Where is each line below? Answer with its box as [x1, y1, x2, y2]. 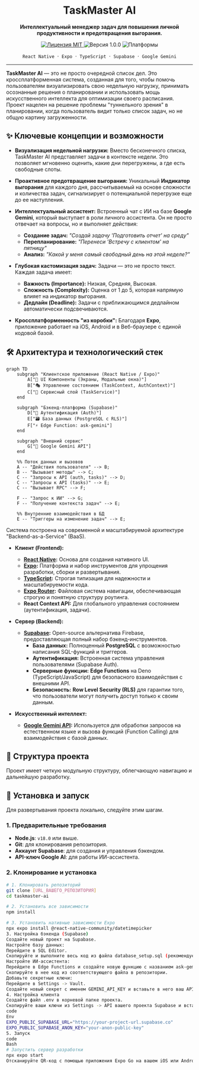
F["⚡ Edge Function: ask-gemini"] [27, 422, 113, 428]
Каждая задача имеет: [14, 268, 72, 276]
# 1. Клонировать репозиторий [6, 882, 81, 888]
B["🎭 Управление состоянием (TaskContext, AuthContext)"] [27, 382, 176, 388]
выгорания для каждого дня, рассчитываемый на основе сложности [14, 183, 191, 191]
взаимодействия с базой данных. [23, 734, 108, 741]
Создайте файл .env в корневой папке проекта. [6, 997, 123, 1003]
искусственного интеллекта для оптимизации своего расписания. [6, 94, 175, 102]
